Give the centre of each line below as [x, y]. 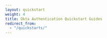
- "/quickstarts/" [29, 28]
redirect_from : [21, 23]
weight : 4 [15, 14]
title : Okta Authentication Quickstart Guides [54, 19]
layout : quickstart [25, 10]
